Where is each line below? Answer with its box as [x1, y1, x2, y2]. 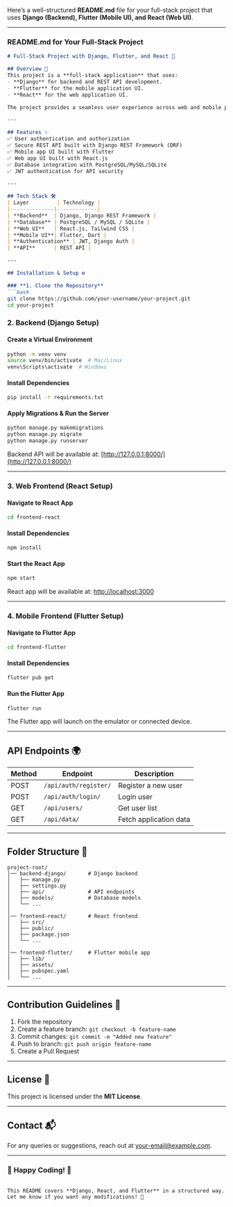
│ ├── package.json [7, 931, 70, 938]
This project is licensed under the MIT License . [7, 1092, 142, 1101]
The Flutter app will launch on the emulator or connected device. [7, 718, 192, 726]
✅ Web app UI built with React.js [7, 154, 108, 162]
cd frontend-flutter [7, 644, 67, 651]
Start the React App [7, 559, 65, 567]
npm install [7, 544, 42, 551]
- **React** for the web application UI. [7, 91, 129, 98]
